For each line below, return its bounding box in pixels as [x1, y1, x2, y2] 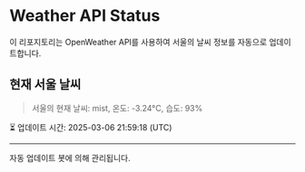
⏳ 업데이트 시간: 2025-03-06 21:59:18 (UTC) [9, 121, 172, 132]
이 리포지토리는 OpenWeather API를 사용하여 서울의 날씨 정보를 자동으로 [9, 36, 268, 47]
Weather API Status [9, 5, 161, 26]
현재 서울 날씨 [9, 77, 82, 92]
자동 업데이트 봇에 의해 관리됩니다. [9, 152, 131, 163]
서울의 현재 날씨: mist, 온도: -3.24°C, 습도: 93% [31, 102, 203, 113]
